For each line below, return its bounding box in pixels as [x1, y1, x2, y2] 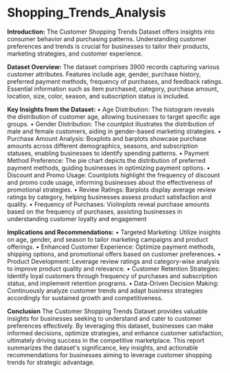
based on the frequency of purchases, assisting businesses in [7, 207, 183, 216]
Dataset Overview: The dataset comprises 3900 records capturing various [7, 63, 220, 71]
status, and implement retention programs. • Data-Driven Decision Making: [7, 279, 219, 287]
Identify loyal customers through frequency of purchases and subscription [7, 271, 218, 280]
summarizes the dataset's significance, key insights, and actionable [7, 343, 198, 352]
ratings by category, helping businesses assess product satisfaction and [7, 192, 212, 201]
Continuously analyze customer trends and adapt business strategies [7, 286, 203, 295]
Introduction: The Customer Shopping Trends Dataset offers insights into [7, 27, 215, 36]
